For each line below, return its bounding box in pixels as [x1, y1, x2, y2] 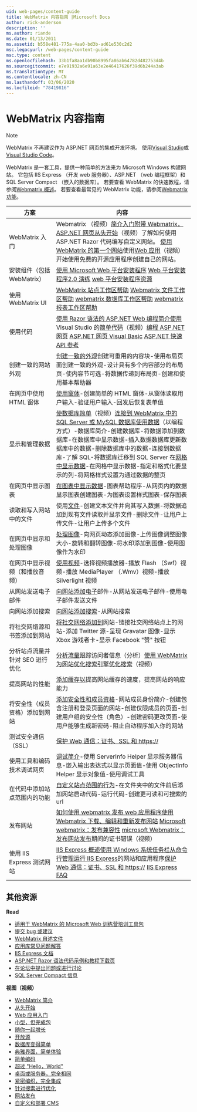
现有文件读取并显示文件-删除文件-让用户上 [67, 510, 188, 518]
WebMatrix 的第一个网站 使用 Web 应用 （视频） [56, 246, 184, 254]
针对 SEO [9, 655, 35, 664]
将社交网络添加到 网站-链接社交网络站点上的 [56, 618, 178, 626]
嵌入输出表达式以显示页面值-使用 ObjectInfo [65, 761, 188, 769]
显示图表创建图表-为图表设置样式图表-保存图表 [56, 491, 188, 499]
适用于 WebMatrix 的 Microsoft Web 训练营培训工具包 [14, 920, 144, 927]
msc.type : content [6, 52, 51, 58]
